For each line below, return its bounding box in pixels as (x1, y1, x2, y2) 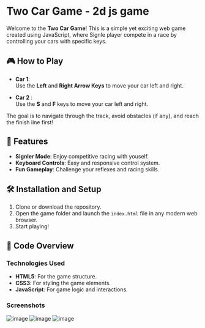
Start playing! (15, 223, 50, 230)
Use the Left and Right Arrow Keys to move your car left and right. (15, 81, 184, 89)
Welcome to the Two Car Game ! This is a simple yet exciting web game (6, 24, 186, 32)
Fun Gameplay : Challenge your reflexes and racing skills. (15, 165, 160, 173)
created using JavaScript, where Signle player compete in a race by (6, 31, 177, 38)
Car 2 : (15, 94, 33, 101)
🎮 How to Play (6, 56, 64, 67)
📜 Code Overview (6, 240, 75, 251)
